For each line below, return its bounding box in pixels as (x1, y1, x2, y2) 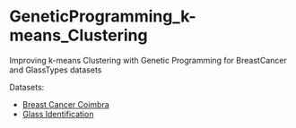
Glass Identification (22, 108, 94, 119)
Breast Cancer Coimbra (22, 98, 109, 109)
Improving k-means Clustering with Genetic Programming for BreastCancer (9, 55, 287, 65)
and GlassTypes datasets (9, 64, 102, 75)
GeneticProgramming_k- (9, 6, 196, 27)
